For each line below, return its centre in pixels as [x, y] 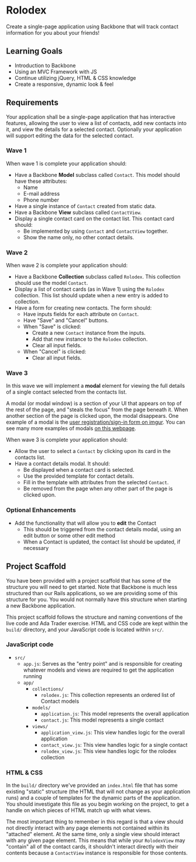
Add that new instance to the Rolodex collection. [90, 339]
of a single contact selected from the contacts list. [66, 392]
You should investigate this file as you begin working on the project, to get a [97, 804]
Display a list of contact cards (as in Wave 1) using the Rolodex [90, 289]
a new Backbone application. [41, 605]
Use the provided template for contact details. [79, 476]
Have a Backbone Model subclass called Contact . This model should [97, 175]
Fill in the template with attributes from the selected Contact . [96, 482]
